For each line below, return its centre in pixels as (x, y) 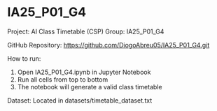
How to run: (24, 58)
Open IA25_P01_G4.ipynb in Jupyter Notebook (84, 72)
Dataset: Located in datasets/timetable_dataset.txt (80, 100)
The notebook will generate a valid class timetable (90, 87)
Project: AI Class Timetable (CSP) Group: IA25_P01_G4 (86, 31)
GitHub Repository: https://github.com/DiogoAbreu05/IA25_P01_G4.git (108, 45)
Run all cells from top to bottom (63, 79)
